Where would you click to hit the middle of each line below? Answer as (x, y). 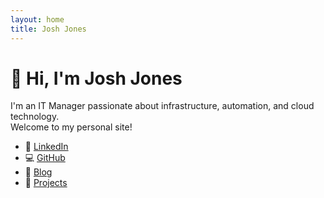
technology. (35, 117)
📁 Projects (46, 183)
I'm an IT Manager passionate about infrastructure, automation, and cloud (162, 106)
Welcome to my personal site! (71, 127)
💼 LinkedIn (46, 147)
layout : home (37, 19)
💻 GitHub (45, 158)
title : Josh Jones (48, 29)
